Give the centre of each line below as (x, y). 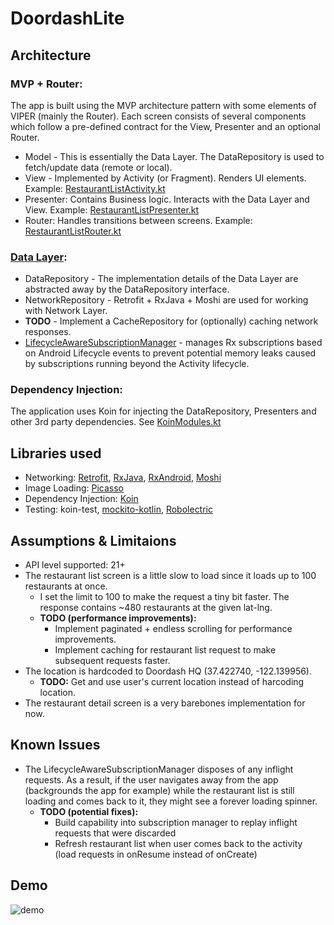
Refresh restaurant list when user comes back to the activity (178, 843)
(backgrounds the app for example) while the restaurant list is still (159, 790)
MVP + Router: (46, 84)
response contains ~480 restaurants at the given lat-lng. (156, 608)
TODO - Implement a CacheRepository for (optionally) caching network (171, 321)
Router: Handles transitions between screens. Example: (138, 220)
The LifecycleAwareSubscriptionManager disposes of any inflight (159, 769)
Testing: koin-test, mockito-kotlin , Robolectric (118, 509)
